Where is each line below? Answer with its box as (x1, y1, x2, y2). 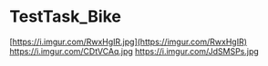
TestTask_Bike (9, 6, 121, 27)
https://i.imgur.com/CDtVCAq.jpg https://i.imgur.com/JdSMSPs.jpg (9, 45, 260, 56)
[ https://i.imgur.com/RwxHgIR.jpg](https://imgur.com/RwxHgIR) (9, 36, 248, 47)
